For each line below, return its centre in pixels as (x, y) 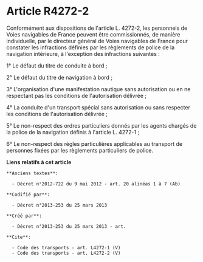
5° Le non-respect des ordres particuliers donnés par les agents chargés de (101, 125)
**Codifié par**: (28, 195)
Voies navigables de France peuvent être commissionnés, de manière (93, 34)
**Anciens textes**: (33, 173)
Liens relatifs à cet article (39, 162)
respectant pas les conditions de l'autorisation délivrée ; (77, 95)
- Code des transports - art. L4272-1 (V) (66, 247)
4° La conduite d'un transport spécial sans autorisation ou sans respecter (98, 107)
